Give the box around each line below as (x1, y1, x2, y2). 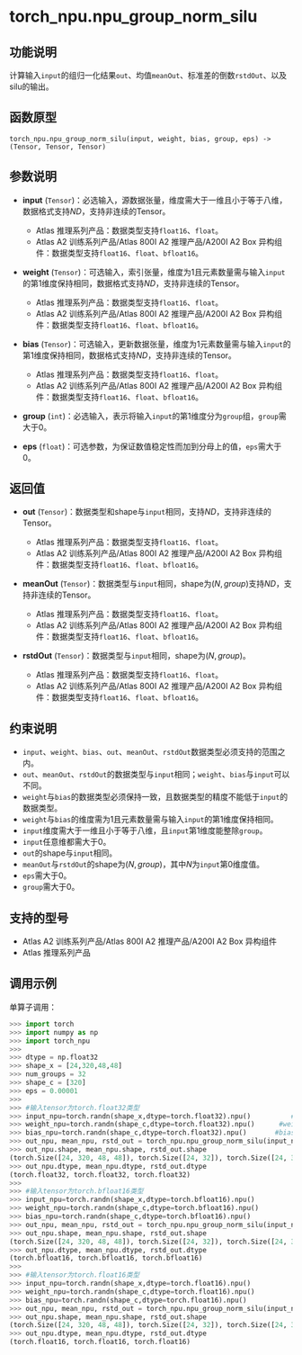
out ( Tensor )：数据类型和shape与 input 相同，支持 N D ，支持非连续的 (22, 507, 272, 517)
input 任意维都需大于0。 (22, 837, 111, 848)
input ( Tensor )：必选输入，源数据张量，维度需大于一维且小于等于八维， (22, 194, 288, 205)
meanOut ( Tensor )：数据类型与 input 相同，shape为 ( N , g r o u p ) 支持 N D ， (22, 579, 285, 589)
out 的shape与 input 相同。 (22, 848, 118, 858)
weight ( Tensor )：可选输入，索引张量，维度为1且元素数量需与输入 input (22, 266, 286, 277)
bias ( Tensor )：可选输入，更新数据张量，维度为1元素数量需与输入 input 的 (22, 338, 291, 349)
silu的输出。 (9, 81, 54, 92)
